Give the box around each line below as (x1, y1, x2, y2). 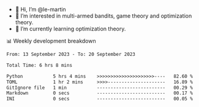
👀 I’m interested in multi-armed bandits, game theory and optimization (15, 12, 192, 19)
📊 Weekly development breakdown (6, 37, 96, 44)
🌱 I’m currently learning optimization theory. (15, 25, 126, 32)
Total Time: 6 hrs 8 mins (6, 62, 72, 68)
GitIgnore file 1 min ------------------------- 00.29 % (6, 85, 193, 91)
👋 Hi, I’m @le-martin (15, 6, 66, 13)
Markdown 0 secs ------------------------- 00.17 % (6, 90, 193, 97)
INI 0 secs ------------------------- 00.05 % (6, 96, 193, 102)
